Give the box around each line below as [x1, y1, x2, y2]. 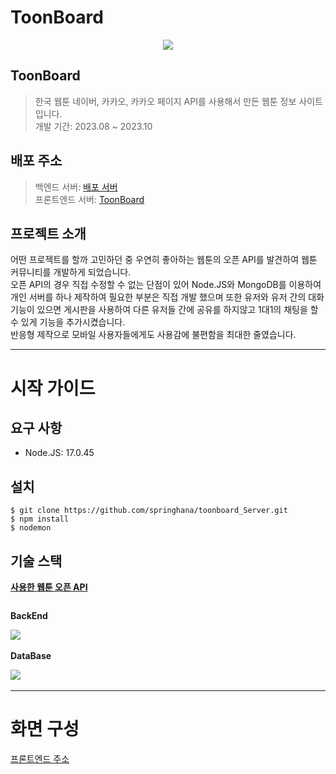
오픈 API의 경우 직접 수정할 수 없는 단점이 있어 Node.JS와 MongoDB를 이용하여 [10, 279, 322, 291]
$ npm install [10, 514, 70, 525]
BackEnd [10, 610, 48, 621]
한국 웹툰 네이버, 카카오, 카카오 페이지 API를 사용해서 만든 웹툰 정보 [34, 95, 297, 107]
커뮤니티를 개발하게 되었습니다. [10, 266, 132, 278]
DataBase [10, 650, 52, 661]
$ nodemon [10, 523, 52, 533]
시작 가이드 [10, 377, 96, 400]
